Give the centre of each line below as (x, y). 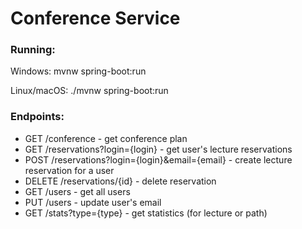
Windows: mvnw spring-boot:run (78, 71)
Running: (33, 50)
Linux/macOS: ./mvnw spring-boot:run (89, 91)
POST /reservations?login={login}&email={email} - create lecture (158, 159)
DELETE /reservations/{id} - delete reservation (120, 181)
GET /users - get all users (77, 191)
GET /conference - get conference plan (106, 138)
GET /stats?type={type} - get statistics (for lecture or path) (146, 213)
